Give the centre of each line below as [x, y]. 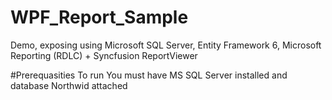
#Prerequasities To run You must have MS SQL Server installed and [149, 75]
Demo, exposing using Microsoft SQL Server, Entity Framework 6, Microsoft [166, 45]
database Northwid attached [69, 85]
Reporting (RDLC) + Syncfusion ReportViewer [104, 55]
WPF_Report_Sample [99, 17]
